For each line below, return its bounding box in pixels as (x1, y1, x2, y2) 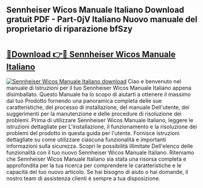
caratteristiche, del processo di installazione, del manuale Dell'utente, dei (6, 103, 190, 111)
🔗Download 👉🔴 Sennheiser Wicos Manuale (6, 49, 176, 60)
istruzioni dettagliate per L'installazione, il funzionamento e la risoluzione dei (6, 123, 198, 130)
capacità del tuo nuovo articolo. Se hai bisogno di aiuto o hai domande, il (6, 169, 188, 175)
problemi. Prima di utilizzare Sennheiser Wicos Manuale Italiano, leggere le (6, 117, 193, 124)
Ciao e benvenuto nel (128, 78, 181, 85)
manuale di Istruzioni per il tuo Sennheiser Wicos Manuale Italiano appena (6, 85, 191, 91)
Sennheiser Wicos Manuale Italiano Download (6, 5, 184, 15)
